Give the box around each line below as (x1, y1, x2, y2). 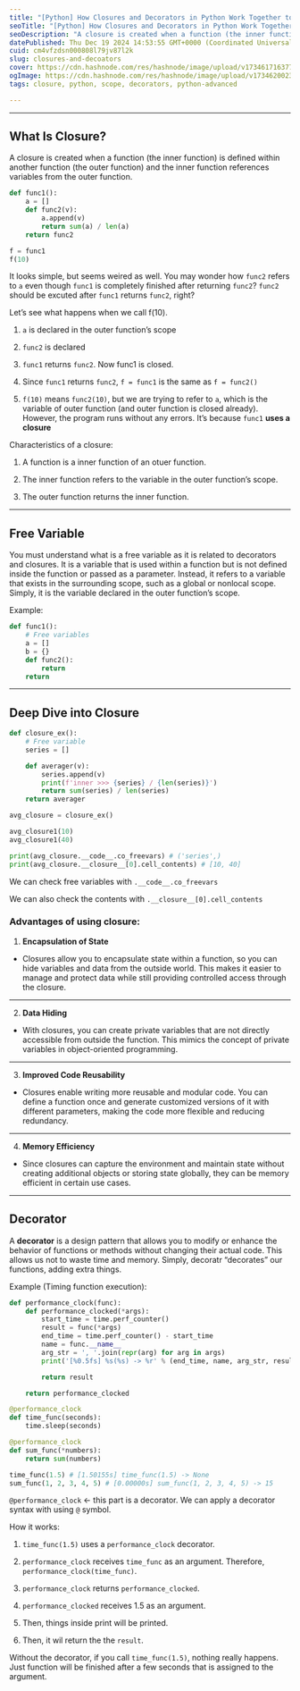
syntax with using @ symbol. (9, 1504, 112, 1515)
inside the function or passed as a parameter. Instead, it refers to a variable (9, 568, 286, 579)
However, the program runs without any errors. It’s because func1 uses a (21, 413, 290, 424)
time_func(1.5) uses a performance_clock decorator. (21, 1539, 216, 1550)
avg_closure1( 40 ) (9, 835, 74, 845)
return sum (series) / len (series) (41, 787, 170, 795)
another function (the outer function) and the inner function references (9, 162, 270, 172)
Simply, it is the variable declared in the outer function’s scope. (9, 587, 241, 599)
